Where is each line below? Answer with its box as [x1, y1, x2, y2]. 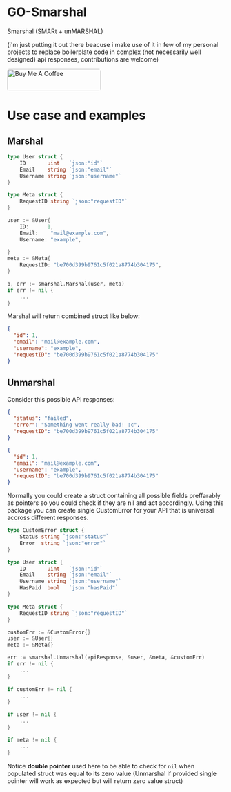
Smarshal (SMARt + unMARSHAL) [7, 27, 103, 35]
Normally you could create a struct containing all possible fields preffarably [7, 492, 221, 500]
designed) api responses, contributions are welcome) [7, 55, 159, 63]
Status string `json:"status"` [19, 533, 110, 540]
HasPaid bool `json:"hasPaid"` [19, 584, 119, 591]
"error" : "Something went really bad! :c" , [13, 421, 140, 429]
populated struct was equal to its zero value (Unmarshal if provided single [7, 769, 217, 777]
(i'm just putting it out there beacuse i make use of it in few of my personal [7, 40, 219, 48]
